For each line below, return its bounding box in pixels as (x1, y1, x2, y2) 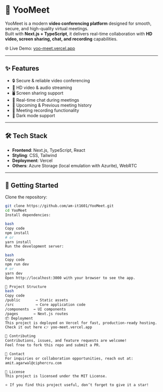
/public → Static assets (5, 298, 68, 303)
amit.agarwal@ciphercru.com (5, 360, 62, 365)
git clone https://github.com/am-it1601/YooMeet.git (5, 204, 114, 209)
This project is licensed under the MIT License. (5, 374, 108, 379)
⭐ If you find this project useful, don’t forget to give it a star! (5, 383, 149, 388)
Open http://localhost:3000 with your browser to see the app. (5, 275, 136, 280)
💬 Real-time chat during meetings (12, 97, 79, 103)
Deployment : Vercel (12, 158, 53, 163)
